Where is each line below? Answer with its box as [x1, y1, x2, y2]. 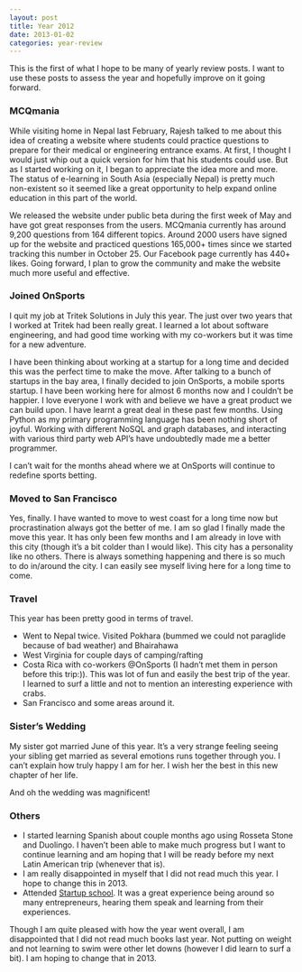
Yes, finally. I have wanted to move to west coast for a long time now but [9, 513, 279, 524]
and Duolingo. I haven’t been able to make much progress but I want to [22, 839, 286, 850]
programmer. [9, 443, 58, 454]
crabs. [22, 688, 47, 699]
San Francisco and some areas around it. [22, 698, 175, 709]
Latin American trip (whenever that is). [22, 858, 166, 870]
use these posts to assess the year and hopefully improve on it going [9, 73, 266, 84]
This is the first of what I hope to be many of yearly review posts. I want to [9, 63, 285, 74]
